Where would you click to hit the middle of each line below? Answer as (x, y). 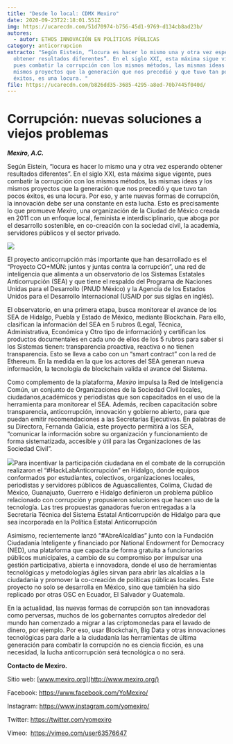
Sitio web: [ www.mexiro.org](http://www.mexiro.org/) (83, 679)
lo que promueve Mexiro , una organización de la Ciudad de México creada (114, 211)
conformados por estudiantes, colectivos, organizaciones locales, (101, 478)
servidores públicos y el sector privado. (64, 233)
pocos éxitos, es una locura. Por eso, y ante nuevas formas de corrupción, (113, 196)
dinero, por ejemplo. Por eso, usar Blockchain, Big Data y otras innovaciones (116, 630)
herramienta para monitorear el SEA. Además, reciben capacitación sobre (112, 404)
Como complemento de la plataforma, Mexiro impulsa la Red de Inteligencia (115, 382)
